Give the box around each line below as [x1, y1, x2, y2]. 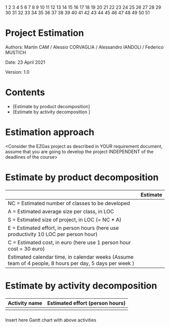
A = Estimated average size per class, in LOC [8, 208, 114, 215]
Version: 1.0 [5, 69, 30, 75]
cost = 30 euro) [8, 245, 45, 252]
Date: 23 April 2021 [5, 59, 46, 65]
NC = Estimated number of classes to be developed [8, 200, 131, 207]
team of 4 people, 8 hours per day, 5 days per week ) [8, 260, 135, 267]
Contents [5, 87, 46, 98]
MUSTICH [5, 49, 26, 55]
